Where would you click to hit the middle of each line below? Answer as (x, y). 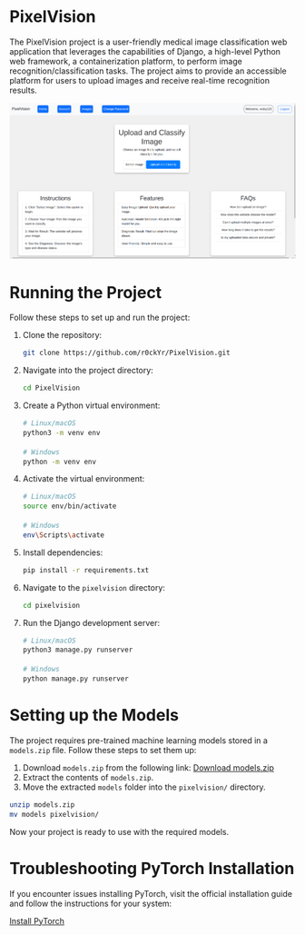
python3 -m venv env (61, 433)
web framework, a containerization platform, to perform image (126, 61)
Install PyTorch (37, 920)
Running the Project (86, 292)
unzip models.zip (42, 805)
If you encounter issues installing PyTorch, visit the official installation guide (151, 893)
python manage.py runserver (75, 679)
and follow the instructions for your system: (91, 903)
